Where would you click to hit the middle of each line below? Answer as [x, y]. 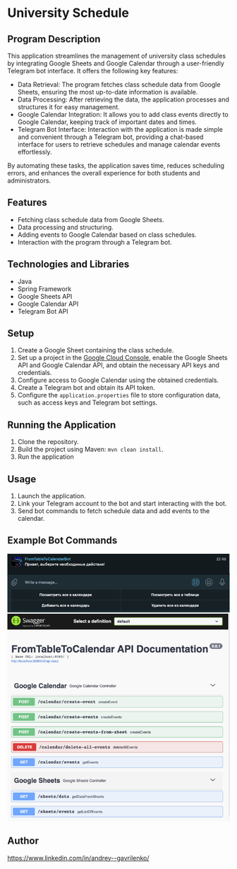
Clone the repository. [48, 442]
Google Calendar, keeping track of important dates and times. [107, 122]
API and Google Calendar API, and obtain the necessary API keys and [119, 365]
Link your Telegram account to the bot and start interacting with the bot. [122, 504]
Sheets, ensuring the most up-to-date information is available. [108, 92]
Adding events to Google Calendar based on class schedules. [107, 235]
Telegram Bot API [43, 311]
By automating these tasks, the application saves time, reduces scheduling [116, 166]
